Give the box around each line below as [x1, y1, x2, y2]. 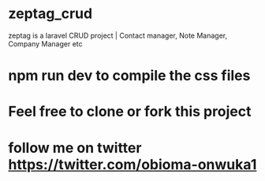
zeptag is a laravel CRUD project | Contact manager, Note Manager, [8, 31, 228, 40]
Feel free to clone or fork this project [8, 103, 252, 120]
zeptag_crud [8, 5, 93, 23]
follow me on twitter [8, 139, 142, 157]
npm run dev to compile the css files [8, 67, 251, 85]
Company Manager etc [8, 39, 83, 48]
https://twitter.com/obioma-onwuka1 [8, 155, 257, 173]
